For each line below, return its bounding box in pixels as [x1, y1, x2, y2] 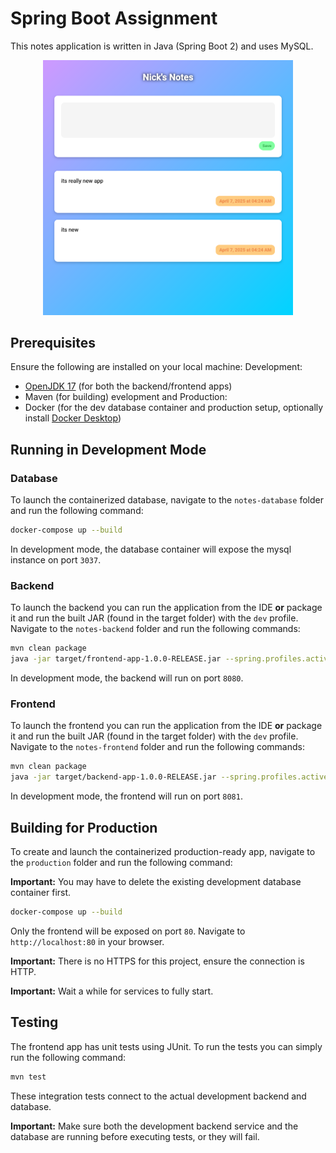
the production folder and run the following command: [10, 856, 233, 868]
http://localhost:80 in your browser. [10, 935, 165, 947]
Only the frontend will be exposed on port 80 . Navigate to [10, 925, 246, 937]
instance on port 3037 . [10, 554, 102, 566]
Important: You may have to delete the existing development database [10, 875, 302, 887]
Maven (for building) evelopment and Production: [24, 391, 228, 403]
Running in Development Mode [10, 441, 207, 458]
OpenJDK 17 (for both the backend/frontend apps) [24, 380, 233, 392]
